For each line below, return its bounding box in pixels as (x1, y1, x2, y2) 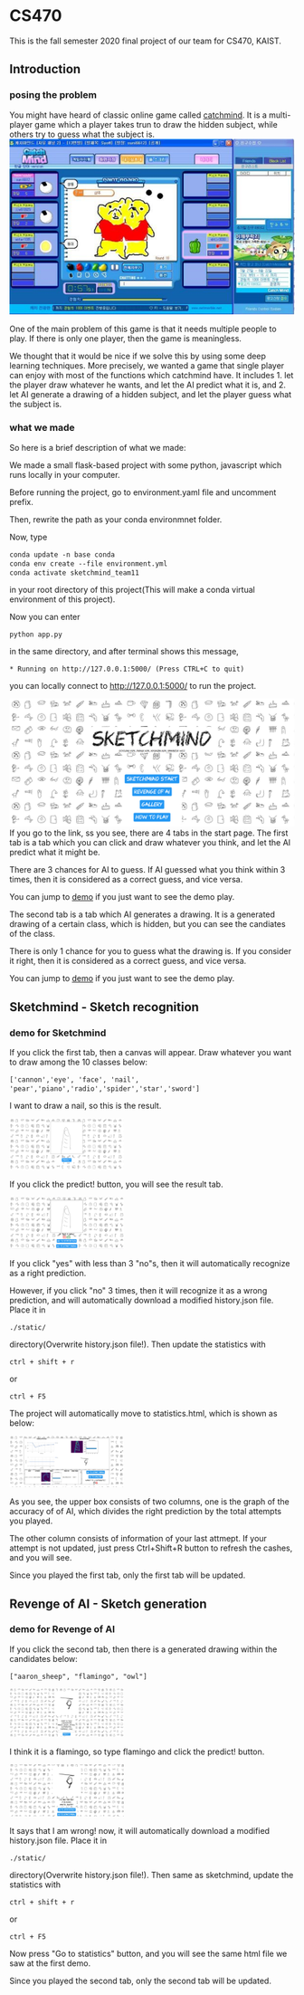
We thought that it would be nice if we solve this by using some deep (9, 350, 267, 362)
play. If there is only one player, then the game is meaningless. (9, 333, 242, 344)
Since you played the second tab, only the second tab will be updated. (9, 1975, 271, 1986)
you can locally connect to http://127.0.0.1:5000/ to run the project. (9, 680, 257, 691)
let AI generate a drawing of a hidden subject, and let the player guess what (9, 389, 292, 400)
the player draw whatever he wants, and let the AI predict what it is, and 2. (9, 379, 287, 390)
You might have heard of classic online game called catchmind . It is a (9, 110, 267, 120)
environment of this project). (9, 594, 116, 605)
